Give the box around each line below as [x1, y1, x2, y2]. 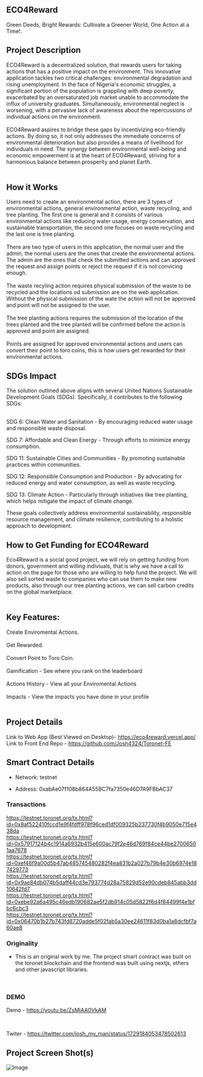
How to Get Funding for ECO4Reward [6, 540, 149, 550]
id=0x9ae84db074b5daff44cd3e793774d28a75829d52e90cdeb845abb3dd [6, 878, 197, 886]
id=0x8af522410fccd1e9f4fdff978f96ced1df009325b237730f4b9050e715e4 [6, 821, 197, 828]
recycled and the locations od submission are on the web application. [6, 289, 180, 296]
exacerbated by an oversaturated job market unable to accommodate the [6, 94, 189, 101]
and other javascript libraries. [15, 966, 88, 973]
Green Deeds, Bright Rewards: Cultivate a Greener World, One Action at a [6, 21, 190, 28]
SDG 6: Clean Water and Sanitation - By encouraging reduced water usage [6, 418, 193, 425]
